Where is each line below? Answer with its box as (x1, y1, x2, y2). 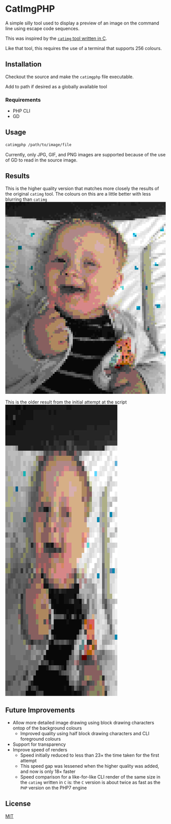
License (5, 799, 31, 808)
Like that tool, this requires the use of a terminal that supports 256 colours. (5, 45, 162, 51)
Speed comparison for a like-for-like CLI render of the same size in (20, 773, 160, 780)
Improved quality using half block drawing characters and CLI (20, 730, 150, 736)
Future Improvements (5, 706, 75, 715)
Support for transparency (12, 741, 66, 747)
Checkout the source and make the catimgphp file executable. (5, 74, 134, 80)
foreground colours (20, 736, 61, 742)
